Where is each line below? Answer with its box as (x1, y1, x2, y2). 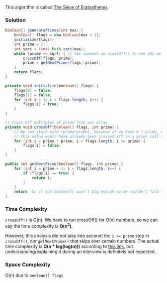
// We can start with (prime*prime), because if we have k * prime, (14, 129, 159, 134)
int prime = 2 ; (14, 42, 46, 47)
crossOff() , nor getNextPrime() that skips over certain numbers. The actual (5, 238, 160, 244)
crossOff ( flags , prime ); (23, 56, 75, 61)
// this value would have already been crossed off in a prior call (14, 134, 159, 139)
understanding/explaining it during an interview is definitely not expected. (5, 249, 156, 255)
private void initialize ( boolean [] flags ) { (5, 83, 99, 88)
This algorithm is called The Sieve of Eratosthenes (5, 4, 108, 10)
